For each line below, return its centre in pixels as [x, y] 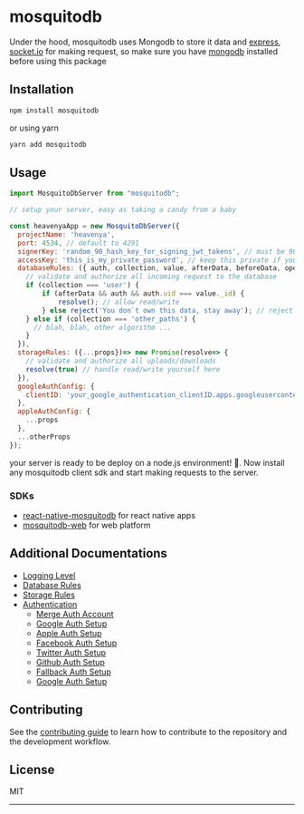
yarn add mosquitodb [48, 144]
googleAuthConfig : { [56, 386]
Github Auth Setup [71, 662]
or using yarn [34, 128]
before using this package [58, 61]
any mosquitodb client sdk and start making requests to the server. [134, 472]
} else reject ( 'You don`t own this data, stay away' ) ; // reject [168, 310]
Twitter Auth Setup [71, 652]
